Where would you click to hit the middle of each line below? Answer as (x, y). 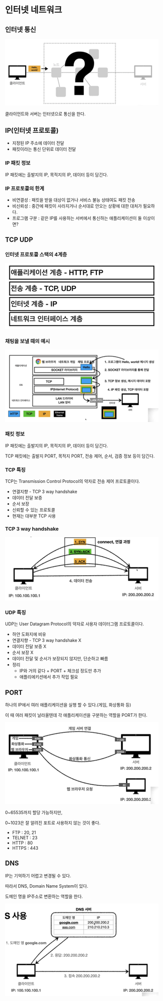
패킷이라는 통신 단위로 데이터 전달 (44, 149)
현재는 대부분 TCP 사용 (34, 516)
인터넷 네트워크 (34, 10)
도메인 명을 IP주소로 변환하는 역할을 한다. (44, 896)
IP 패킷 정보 (18, 163)
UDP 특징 (16, 612)
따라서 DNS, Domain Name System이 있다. (47, 886)
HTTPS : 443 (25, 848)
